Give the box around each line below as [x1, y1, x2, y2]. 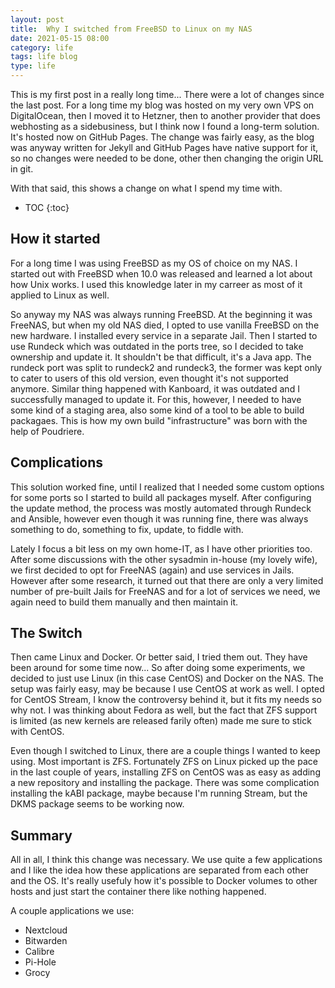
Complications [10, 454, 104, 471]
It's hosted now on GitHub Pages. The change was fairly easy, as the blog [10, 131, 315, 143]
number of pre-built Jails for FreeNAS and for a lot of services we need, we [10, 585, 321, 597]
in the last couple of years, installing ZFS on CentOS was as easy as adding [10, 766, 321, 778]
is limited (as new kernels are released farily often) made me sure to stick [10, 715, 312, 727]
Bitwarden [24, 935, 68, 947]
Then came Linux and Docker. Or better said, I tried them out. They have [10, 651, 308, 663]
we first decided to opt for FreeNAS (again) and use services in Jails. [10, 564, 295, 576]
